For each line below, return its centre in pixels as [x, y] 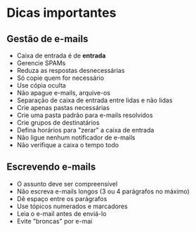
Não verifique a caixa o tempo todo [68, 145]
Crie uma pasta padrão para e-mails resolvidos [85, 115]
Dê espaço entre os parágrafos [62, 198]
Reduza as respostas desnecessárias [71, 70]
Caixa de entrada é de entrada [61, 55]
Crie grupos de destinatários [58, 123]
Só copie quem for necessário [60, 78]
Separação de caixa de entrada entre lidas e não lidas [94, 100]
